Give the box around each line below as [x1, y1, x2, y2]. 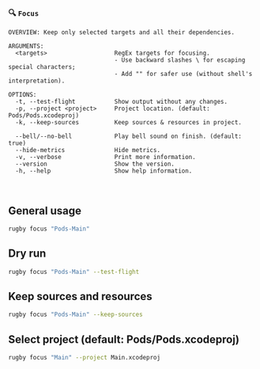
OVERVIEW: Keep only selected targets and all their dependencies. [8, 29, 236, 36]
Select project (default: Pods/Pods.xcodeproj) [8, 333, 239, 346]
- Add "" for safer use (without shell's [114, 70, 253, 78]
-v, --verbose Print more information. [15, 154, 196, 162]
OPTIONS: [8, 91, 37, 99]
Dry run [8, 247, 47, 261]
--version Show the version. [15, 160, 175, 169]
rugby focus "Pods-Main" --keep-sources [8, 310, 144, 319]
